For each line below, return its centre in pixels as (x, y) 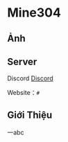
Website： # (24, 93)
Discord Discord (30, 78)
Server (22, 61)
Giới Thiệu (30, 115)
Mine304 (34, 13)
